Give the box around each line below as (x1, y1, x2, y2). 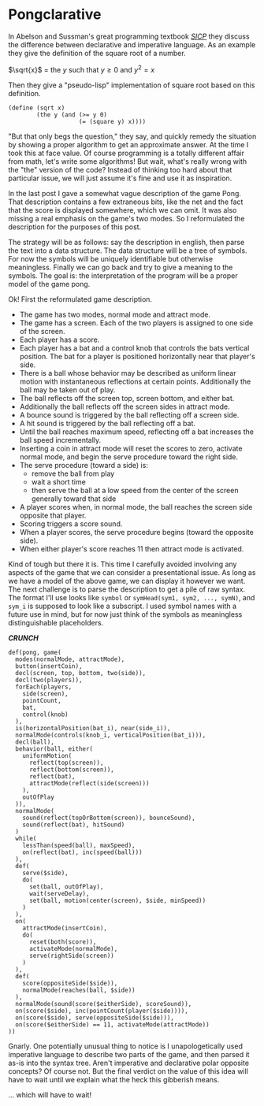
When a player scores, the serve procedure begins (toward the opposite (19, 527, 254, 536)
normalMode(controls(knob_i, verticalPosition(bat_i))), (15, 731, 206, 739)
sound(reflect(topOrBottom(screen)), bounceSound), (22, 814, 195, 822)
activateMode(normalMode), (28, 945, 118, 952)
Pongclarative (8, 6, 102, 24)
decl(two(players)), (15, 676, 83, 684)
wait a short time (31, 477, 87, 486)
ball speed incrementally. (19, 435, 102, 444)
